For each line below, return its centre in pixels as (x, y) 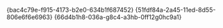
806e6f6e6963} (30, 17)
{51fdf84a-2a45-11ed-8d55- (175, 10)
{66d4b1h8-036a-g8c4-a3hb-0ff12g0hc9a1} (118, 17)
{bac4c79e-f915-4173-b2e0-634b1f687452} (70, 10)
